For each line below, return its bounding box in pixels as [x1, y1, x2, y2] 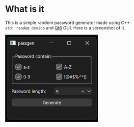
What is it [5, 3, 45, 15]
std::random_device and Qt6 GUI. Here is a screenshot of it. [5, 25, 126, 30]
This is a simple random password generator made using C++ [5, 20, 130, 25]
